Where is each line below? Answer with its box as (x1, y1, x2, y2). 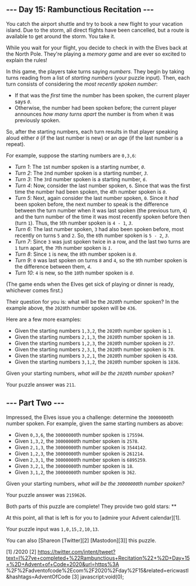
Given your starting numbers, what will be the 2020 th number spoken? (6, 370, 174, 377)
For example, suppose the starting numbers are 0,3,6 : (6, 152, 136, 159)
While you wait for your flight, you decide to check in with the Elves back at (6, 44, 188, 51)
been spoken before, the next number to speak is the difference (14, 201, 169, 208)
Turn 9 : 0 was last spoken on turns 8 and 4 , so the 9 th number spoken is (14, 256, 188, 263)
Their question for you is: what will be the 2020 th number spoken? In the (6, 298, 180, 305)
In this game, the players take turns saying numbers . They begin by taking (6, 67, 184, 75)
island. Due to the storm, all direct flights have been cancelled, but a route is (6, 26, 190, 33)
